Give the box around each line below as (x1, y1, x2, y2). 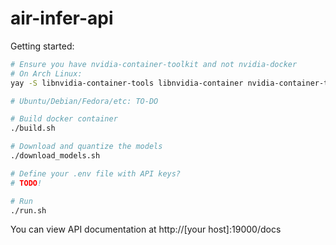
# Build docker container (10, 114, 118, 124)
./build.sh (10, 123, 56, 134)
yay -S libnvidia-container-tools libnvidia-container (10, 78, 244, 88)
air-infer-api (10, 7, 114, 30)
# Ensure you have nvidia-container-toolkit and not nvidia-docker (10, 59, 298, 69)
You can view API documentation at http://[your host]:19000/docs (10, 223, 282, 236)
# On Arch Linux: (10, 68, 83, 79)
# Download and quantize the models (10, 142, 163, 152)
